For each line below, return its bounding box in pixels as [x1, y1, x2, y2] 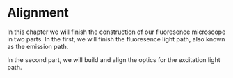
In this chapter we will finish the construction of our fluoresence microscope [7, 28, 226, 36]
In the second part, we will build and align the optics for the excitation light [7, 55, 220, 64]
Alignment [7, 5, 70, 21]
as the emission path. [7, 42, 69, 50]
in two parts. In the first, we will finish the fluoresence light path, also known [7, 35, 225, 43]
